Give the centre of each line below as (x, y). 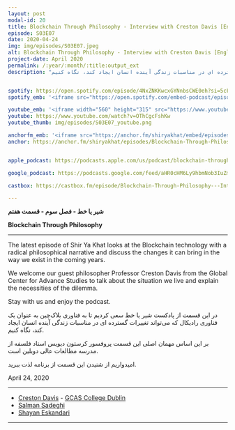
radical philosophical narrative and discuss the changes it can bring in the (114, 252)
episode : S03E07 (31, 33)
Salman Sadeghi (41, 406)
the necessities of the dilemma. (53, 288)
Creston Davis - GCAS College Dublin (72, 398)
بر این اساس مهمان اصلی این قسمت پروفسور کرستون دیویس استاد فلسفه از (108, 344)
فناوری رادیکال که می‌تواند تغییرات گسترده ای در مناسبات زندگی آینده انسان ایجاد (113, 323)
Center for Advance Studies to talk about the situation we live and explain (113, 281)
